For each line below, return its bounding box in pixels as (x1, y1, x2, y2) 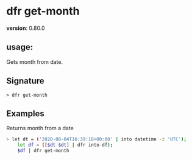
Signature (6, 76, 44, 86)
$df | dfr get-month (17, 148, 69, 154)
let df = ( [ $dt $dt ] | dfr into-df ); (17, 142, 113, 148)
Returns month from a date (6, 125, 74, 132)
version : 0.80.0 (6, 24, 45, 32)
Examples (6, 108, 44, 119)
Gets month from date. (6, 58, 63, 65)
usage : (6, 42, 34, 52)
